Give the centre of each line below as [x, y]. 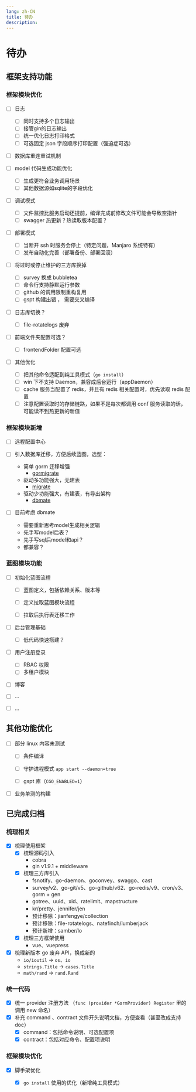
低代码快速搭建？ [44, 640]
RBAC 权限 [36, 665]
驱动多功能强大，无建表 [51, 480]
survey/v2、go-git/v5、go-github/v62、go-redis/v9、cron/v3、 [109, 887]
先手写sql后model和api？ [53, 539]
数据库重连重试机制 [38, 155]
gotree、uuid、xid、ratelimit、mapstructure [85, 901]
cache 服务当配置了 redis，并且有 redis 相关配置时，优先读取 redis [104, 389]
